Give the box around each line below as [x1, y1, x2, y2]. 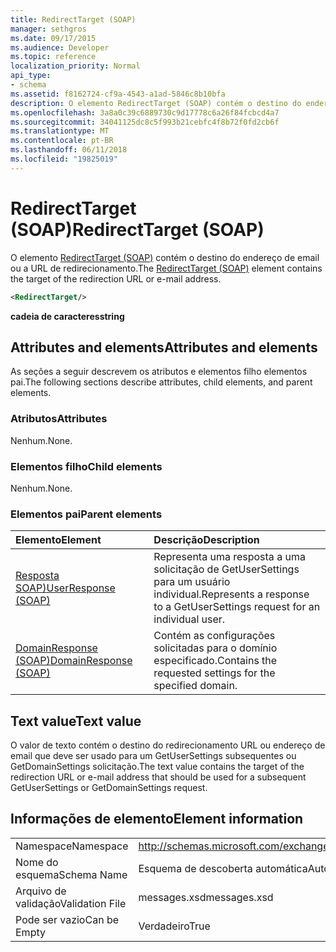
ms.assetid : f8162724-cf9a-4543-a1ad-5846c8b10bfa [10, 89, 226, 99]
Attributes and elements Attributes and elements [10, 339, 318, 356]
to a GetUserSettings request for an [153, 600, 321, 614]
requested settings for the [153, 666, 276, 680]
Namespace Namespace [15, 839, 129, 853]
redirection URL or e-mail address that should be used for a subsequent [10, 771, 307, 783]
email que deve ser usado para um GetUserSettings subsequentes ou [10, 750, 297, 762]
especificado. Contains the [153, 654, 278, 668]
